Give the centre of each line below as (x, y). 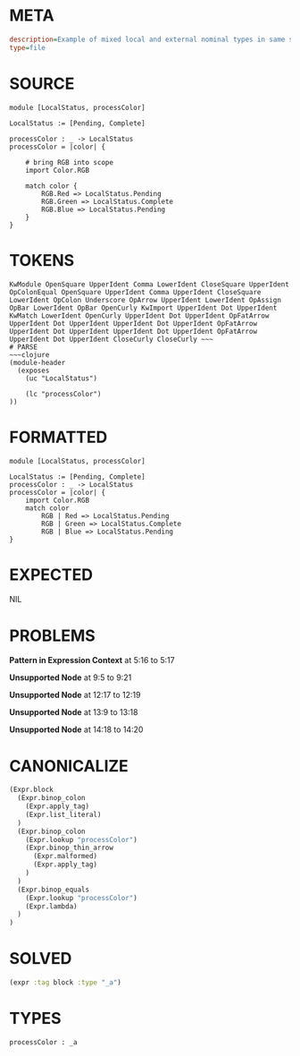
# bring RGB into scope (70, 162)
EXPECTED (51, 575)
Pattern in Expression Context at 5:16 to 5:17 (92, 660)
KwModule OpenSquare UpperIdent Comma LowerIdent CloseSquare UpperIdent (150, 284)
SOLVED (41, 959)
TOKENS (42, 260)
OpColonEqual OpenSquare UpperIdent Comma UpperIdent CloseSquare (135, 292)
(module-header (37, 362)
